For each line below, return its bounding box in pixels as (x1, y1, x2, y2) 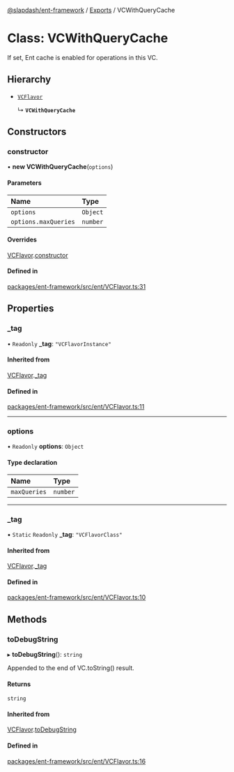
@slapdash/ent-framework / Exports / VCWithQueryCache (7, 6, 175, 14)
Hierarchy (7, 73, 52, 86)
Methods (7, 614, 47, 625)
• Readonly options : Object (7, 443, 84, 451)
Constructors (7, 126, 67, 138)
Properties (7, 303, 54, 315)
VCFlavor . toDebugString (7, 725, 77, 734)
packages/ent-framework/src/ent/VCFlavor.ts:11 (7, 403, 145, 411)
